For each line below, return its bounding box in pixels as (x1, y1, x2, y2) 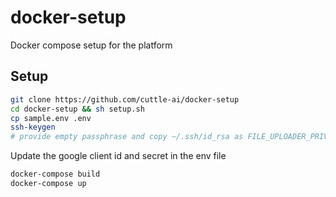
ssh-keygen (10, 122, 56, 133)
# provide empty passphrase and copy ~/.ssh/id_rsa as (10, 132, 244, 142)
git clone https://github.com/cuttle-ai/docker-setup (10, 94, 240, 105)
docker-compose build (10, 169, 101, 180)
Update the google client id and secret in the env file (10, 150, 227, 162)
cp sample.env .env (10, 113, 92, 123)
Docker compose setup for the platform (10, 39, 173, 51)
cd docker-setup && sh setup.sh (10, 104, 145, 114)
